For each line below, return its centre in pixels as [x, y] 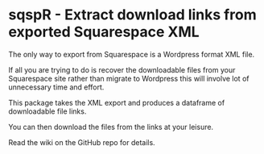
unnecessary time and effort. [56, 87]
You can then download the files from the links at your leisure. [111, 127]
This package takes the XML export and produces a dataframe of [117, 102]
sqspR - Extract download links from [132, 15]
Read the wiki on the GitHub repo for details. [82, 142]
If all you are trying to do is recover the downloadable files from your [122, 69]
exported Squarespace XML [104, 32]
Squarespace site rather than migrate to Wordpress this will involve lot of [129, 78]
